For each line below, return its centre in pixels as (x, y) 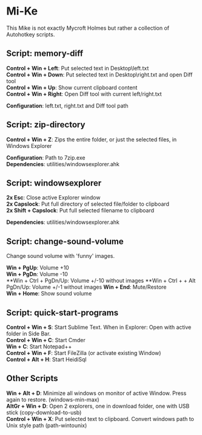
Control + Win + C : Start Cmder (46, 340)
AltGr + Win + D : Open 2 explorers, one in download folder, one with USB (98, 406)
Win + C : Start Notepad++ (39, 346)
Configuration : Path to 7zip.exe (46, 157)
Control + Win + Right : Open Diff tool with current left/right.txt (84, 94)
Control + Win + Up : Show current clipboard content (72, 87)
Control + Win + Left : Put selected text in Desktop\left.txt (78, 68)
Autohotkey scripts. (31, 34)
